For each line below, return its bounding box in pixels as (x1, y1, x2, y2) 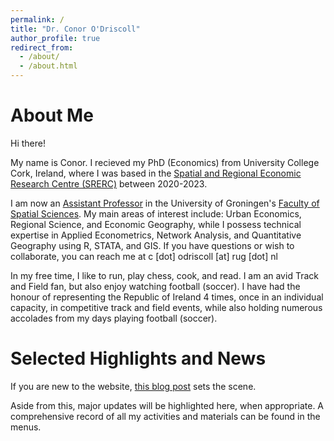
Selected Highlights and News (10, 347, 267, 370)
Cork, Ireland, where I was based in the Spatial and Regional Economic (10, 167, 302, 179)
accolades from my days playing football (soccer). (10, 312, 218, 324)
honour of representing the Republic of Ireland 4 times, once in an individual (10, 291, 324, 303)
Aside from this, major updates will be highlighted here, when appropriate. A (10, 399, 325, 411)
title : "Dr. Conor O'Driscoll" (10, 24, 141, 34)
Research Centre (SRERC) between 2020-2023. (10, 177, 208, 190)
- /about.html (19, 61, 78, 71)
